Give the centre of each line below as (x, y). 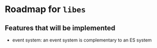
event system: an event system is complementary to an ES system (82, 40)
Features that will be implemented (60, 28)
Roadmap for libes (45, 9)
